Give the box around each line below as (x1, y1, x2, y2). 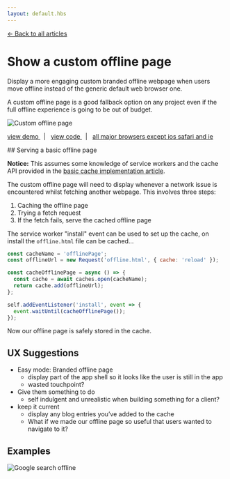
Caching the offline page (17, 201, 88, 209)
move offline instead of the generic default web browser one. (7, 84, 183, 93)
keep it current (17, 402, 60, 411)
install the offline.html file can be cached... (7, 236, 134, 245)
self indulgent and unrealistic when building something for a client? (27, 395, 220, 404)
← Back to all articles (7, 29, 67, 38)
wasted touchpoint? (27, 381, 85, 389)
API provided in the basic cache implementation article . (7, 167, 165, 175)
